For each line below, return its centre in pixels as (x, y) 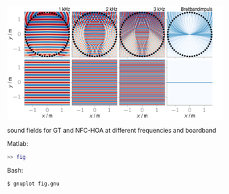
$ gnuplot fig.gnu (33, 184)
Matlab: (18, 143)
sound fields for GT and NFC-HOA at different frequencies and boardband (112, 130)
